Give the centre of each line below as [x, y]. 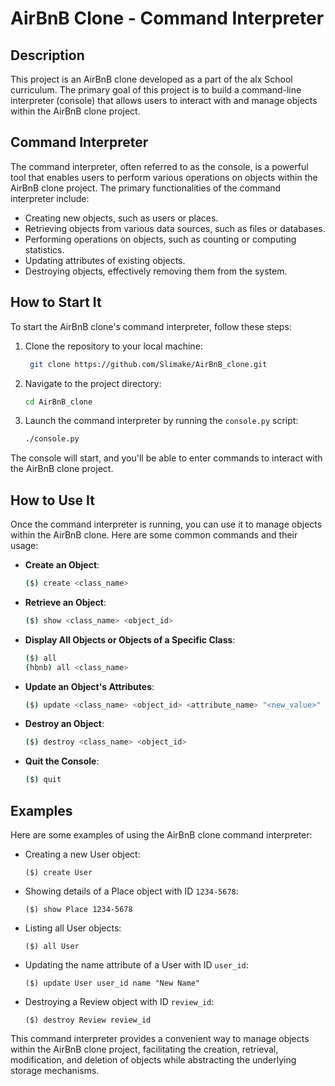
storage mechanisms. [55, 1070]
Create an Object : [62, 565]
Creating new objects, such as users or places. [121, 218]
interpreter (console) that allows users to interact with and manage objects [164, 100]
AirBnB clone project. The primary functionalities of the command [146, 188]
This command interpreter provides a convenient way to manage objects [160, 1038]
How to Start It [56, 302]
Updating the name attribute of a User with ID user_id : [136, 965]
